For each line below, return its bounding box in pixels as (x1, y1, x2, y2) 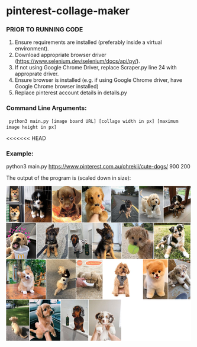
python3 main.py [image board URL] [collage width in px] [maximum (8, 118, 179, 124)
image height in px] (6, 124, 57, 130)
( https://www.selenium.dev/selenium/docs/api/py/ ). (14, 58, 140, 65)
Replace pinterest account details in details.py (14, 89, 127, 96)
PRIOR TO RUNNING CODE (6, 26, 83, 34)
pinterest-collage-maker (6, 4, 130, 18)
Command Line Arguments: (6, 104, 87, 112)
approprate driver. (14, 70, 59, 78)
